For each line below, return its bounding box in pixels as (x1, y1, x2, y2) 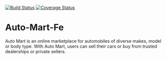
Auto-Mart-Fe (5, 22, 64, 33)
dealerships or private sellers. (5, 48, 66, 54)
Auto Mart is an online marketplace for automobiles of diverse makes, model (5, 38, 162, 44)
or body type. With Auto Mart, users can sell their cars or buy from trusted (5, 43, 158, 49)
